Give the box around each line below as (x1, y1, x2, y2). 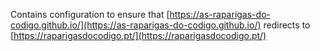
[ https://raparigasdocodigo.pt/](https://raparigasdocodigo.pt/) (10, 30, 267, 41)
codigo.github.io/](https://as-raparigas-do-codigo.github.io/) (10, 19, 262, 31)
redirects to (263, 19, 311, 31)
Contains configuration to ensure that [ (10, 9, 170, 20)
